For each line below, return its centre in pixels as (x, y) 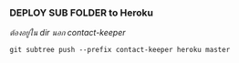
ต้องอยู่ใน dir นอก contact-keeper (68, 33)
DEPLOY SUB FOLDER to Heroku (81, 13)
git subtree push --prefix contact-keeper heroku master (120, 50)
